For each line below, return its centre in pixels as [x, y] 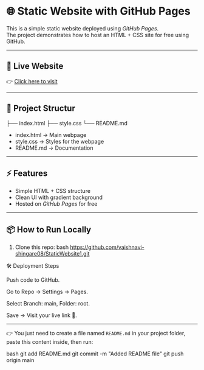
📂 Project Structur [41, 109]
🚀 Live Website [35, 66]
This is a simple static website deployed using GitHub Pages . [83, 28]
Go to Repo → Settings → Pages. [47, 292]
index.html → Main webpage [51, 134]
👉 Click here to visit [32, 81]
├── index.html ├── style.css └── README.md [67, 123]
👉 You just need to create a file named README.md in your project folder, [96, 333]
